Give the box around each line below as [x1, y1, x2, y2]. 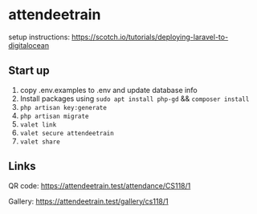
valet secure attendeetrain [19, 129, 114, 137]
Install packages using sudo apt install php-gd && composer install [19, 94, 250, 103]
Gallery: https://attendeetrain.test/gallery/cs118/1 [8, 196, 169, 206]
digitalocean [8, 40, 50, 50]
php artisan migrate [19, 112, 89, 120]
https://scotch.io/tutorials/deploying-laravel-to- [71, 32, 229, 42]
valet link [19, 120, 57, 129]
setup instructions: [8, 32, 71, 42]
